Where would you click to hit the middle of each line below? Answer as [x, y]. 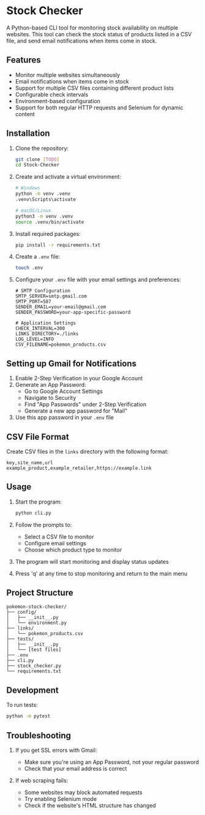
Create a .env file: [38, 257]
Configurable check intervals [52, 94]
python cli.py [33, 513]
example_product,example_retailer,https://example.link [79, 468]
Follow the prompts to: [43, 524]
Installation [28, 134]
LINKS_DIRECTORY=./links [47, 334]
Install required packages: [48, 233]
